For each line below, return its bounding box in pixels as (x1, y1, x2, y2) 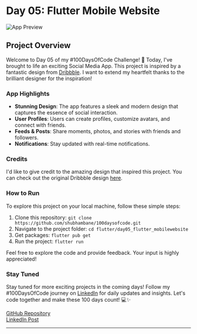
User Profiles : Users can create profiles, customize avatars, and (14, 116, 170, 123)
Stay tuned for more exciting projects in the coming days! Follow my (6, 283, 170, 290)
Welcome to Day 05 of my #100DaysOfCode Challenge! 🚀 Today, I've (6, 56, 173, 63)
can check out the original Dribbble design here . (6, 174, 123, 181)
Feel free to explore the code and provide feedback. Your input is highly (6, 249, 179, 256)
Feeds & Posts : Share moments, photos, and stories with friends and (14, 128, 181, 135)
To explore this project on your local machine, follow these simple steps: (6, 203, 181, 210)
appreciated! (6, 255, 37, 262)
